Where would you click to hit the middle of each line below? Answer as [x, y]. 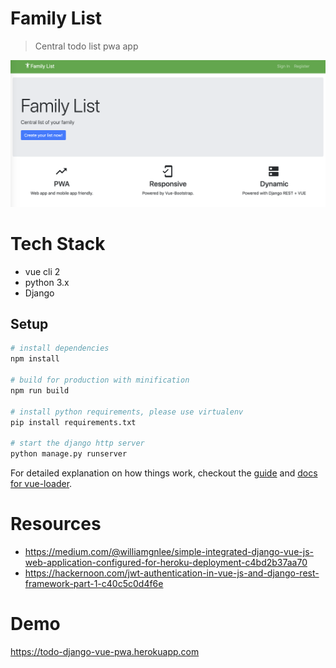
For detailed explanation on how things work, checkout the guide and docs [164, 473]
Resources [56, 524]
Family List [56, 18]
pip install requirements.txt [73, 422]
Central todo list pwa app [86, 46]
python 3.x [47, 282]
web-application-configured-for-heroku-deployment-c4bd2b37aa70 [166, 563]
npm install [35, 359]
